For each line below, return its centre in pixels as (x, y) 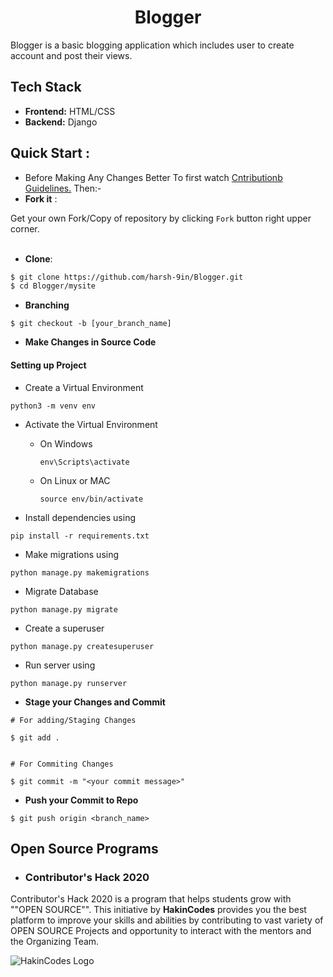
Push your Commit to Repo (81, 800)
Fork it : (41, 198)
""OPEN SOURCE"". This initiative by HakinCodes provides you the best (158, 910)
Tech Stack (46, 87)
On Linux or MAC (75, 480)
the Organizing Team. (55, 942)
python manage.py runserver (69, 683)
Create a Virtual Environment (84, 387)
